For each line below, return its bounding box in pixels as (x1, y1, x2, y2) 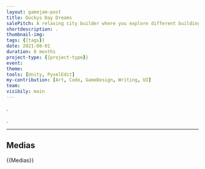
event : (6, 60, 23, 66)
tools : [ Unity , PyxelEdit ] (6, 71, 75, 77)
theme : (6, 65, 23, 72)
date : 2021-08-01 (6, 43, 51, 49)
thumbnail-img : (6, 32, 45, 38)
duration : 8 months (6, 49, 56, 55)
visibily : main (6, 88, 45, 95)
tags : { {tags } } (6, 37, 45, 43)
